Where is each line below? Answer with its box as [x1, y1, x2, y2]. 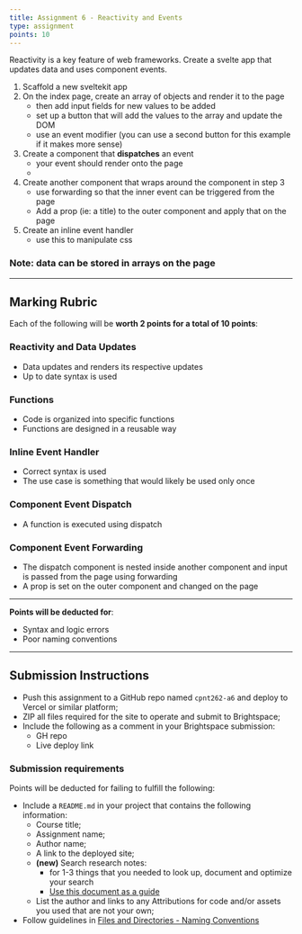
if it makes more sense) [35, 139, 123, 149]
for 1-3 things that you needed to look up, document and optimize [49, 867, 292, 878]
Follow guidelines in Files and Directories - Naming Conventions [22, 915, 260, 926]
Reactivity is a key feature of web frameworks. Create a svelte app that [9, 55, 272, 66]
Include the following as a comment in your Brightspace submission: [22, 721, 276, 732]
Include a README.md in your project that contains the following [22, 800, 252, 811]
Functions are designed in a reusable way [22, 424, 177, 435]
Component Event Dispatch [9, 498, 132, 511]
